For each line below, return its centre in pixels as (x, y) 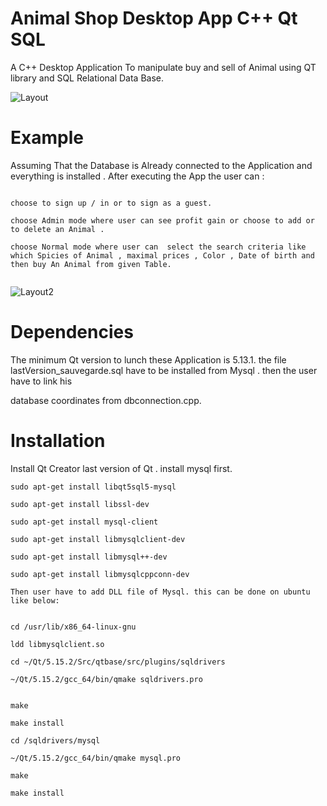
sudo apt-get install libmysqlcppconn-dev (100, 574)
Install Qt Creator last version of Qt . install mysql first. (121, 468)
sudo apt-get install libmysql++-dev (89, 557)
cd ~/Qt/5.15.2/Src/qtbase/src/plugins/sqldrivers (118, 662)
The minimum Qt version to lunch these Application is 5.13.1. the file (148, 359)
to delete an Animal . (57, 229)
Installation (58, 441)
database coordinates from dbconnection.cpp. (106, 400)
